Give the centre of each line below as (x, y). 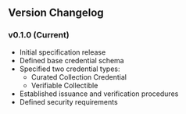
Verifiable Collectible (64, 85)
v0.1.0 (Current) (39, 35)
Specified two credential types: (70, 69)
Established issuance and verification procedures (99, 94)
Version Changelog (56, 13)
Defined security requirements (69, 102)
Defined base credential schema (72, 60)
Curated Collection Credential (79, 77)
